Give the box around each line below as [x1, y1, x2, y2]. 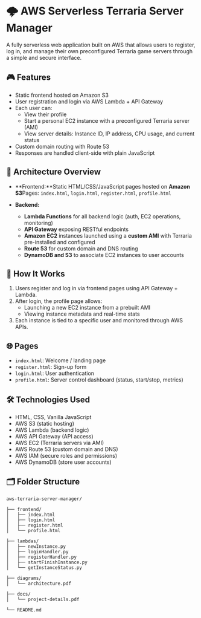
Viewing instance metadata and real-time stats [24, 310, 140, 317]
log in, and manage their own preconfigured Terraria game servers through [6, 47, 193, 54]
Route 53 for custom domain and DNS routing [24, 245, 138, 252]
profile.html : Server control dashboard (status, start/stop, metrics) [14, 376, 184, 383]
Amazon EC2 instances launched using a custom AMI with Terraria [24, 232, 192, 239]
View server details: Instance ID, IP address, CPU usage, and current [24, 130, 195, 137]
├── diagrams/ [6, 575, 42, 581]
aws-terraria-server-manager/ [6, 496, 83, 502]
